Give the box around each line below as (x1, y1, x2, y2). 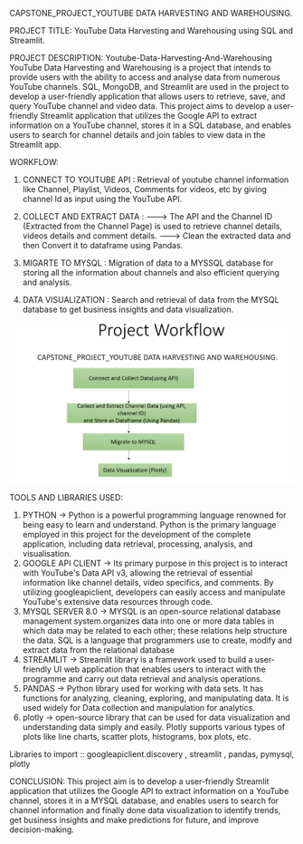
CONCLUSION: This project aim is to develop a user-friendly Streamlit (9, 776, 270, 787)
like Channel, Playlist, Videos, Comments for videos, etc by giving (22, 184, 267, 194)
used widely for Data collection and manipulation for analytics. (22, 703, 256, 713)
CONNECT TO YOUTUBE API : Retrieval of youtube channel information (22, 174, 289, 185)
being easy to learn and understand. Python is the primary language (22, 519, 277, 530)
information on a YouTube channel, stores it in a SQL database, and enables (9, 120, 292, 131)
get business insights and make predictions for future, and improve (9, 815, 260, 826)
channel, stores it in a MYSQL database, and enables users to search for (9, 795, 279, 806)
